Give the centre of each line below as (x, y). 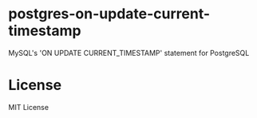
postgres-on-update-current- (109, 14)
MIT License (29, 107)
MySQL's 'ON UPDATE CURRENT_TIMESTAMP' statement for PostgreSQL (129, 53)
